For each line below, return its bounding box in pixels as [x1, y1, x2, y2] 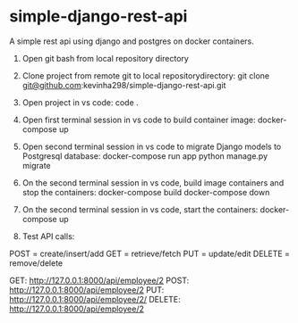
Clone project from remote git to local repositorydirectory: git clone [21, 70, 270, 81]
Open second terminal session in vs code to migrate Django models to [21, 141, 282, 152]
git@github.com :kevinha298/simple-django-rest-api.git [21, 79, 226, 90]
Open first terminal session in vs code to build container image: [21, 114, 257, 125]
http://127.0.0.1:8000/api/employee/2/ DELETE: [9, 294, 181, 304]
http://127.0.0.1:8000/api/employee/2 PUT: [9, 284, 165, 295]
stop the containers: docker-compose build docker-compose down [21, 186, 270, 197]
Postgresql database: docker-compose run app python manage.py [21, 150, 268, 161]
